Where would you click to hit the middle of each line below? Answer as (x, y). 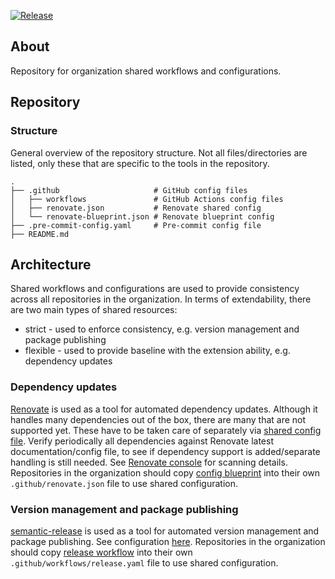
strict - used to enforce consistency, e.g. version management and (162, 329)
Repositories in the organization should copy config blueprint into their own (165, 472)
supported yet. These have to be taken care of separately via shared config (166, 430)
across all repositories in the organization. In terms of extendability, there (161, 299)
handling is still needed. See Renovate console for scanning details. (149, 462)
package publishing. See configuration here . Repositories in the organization (168, 541)
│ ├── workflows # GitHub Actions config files (147, 199)
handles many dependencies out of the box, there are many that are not (158, 419)
